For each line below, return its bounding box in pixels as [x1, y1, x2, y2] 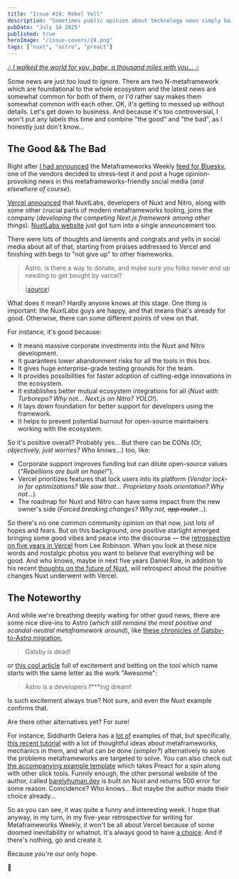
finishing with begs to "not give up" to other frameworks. [7, 249, 174, 258]
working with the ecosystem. [17, 424, 103, 433]
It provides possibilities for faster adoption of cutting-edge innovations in [17, 371, 232, 380]
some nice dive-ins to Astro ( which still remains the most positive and [7, 618, 212, 627]
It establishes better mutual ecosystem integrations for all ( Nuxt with [17, 387, 218, 395]
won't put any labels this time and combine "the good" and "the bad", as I [7, 115, 223, 123]
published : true [7, 30, 55, 38]
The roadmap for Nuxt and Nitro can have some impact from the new [17, 497, 221, 505]
